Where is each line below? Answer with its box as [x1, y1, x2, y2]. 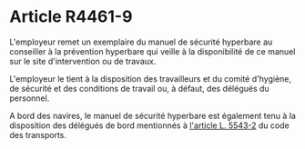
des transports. [9, 129, 66, 140]
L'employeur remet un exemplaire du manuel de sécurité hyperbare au [9, 36, 273, 47]
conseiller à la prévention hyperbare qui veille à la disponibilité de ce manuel [9, 45, 296, 56]
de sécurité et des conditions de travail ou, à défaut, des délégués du [9, 83, 270, 94]
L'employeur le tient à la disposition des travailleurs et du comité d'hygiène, [9, 73, 292, 84]
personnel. [9, 93, 50, 104]
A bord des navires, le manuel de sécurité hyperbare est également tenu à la [9, 110, 296, 121]
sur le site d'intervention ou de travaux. [9, 55, 157, 66]
